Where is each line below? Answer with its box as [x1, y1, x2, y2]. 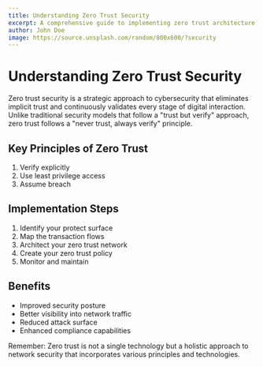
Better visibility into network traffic [19, 309, 132, 318]
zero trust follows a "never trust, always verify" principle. [8, 119, 193, 129]
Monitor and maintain [19, 257, 89, 266]
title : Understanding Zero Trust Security [8, 11, 150, 20]
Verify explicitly [19, 163, 70, 172]
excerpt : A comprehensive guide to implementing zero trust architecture [8, 19, 256, 27]
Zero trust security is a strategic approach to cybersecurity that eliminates [8, 94, 250, 103]
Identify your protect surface [19, 223, 113, 233]
